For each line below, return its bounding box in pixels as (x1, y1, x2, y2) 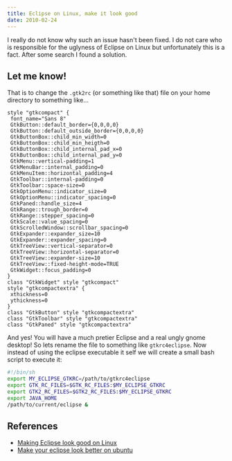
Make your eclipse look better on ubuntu (17, 446, 134, 454)
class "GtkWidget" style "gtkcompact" (7, 279, 119, 286)
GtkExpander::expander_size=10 (10, 230, 100, 237)
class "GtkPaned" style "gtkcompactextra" (7, 321, 132, 329)
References (7, 420, 58, 432)
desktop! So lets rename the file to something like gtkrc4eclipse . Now (7, 341, 207, 350)
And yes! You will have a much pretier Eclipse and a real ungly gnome (7, 334, 206, 342)
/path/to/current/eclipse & (7, 401, 89, 408)
